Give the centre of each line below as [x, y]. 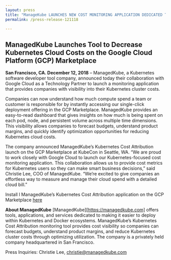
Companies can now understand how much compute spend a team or [78, 99]
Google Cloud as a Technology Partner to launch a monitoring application [82, 84]
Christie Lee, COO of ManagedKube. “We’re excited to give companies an [82, 174]
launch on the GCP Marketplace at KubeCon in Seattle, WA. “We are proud [83, 152]
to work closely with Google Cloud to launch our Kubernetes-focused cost [83, 158]
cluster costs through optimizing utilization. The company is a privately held [84, 237]
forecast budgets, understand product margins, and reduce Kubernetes [80, 231]
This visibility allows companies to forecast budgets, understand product [82, 126]
